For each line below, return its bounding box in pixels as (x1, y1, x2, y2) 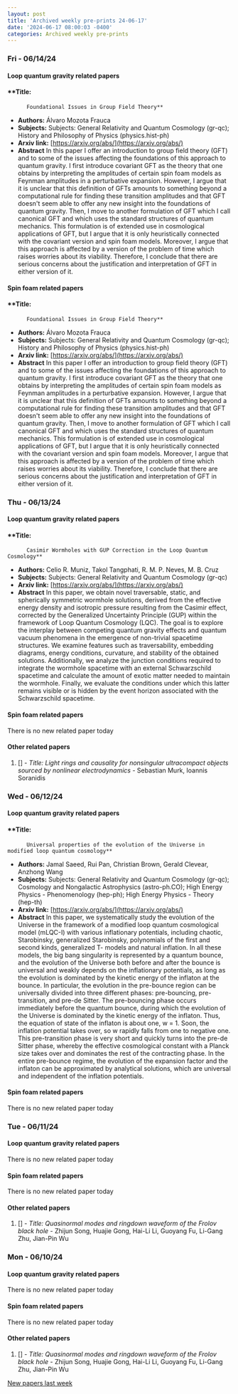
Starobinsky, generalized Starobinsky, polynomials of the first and (17, 936, 211, 944)
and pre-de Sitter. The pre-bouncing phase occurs (48, 996, 197, 1005)
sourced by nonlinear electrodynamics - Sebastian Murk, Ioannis (17, 766, 208, 775)
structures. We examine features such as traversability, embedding (17, 641, 214, 650)
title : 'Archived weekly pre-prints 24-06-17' (7, 17, 148, 24)
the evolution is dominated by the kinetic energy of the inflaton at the (17, 973, 220, 982)
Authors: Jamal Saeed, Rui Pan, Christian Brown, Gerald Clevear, (17, 859, 209, 869)
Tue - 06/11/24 (7, 1121, 59, 1131)
